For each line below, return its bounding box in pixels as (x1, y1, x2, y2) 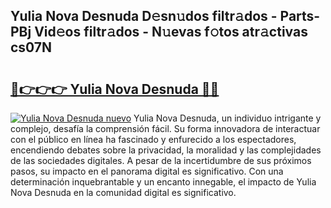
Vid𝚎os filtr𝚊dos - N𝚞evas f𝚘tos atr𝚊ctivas (34, 24, 308, 41)
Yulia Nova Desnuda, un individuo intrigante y (133, 112, 322, 124)
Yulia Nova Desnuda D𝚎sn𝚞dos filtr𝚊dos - (10, 8, 278, 25)
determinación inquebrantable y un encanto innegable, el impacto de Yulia (10, 176, 317, 188)
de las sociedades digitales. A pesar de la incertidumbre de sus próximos (10, 155, 312, 166)
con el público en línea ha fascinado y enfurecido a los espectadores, (10, 134, 297, 145)
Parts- (279, 8, 321, 25)
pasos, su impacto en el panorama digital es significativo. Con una (10, 165, 284, 177)
